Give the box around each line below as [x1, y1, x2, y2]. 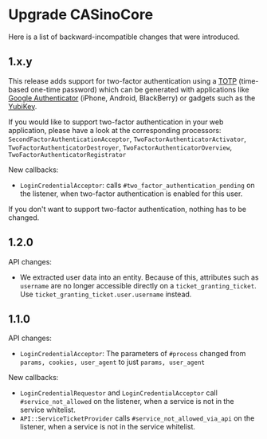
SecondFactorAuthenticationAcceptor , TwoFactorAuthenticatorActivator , [8, 134, 247, 143]
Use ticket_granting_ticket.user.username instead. [19, 289, 192, 299]
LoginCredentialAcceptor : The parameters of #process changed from [19, 349, 246, 359]
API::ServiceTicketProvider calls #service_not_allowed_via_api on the [19, 414, 255, 423]
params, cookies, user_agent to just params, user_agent [19, 357, 206, 367]
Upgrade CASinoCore [8, 6, 154, 24]
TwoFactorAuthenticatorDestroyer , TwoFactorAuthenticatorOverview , [8, 142, 233, 152]
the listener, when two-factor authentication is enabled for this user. [19, 189, 243, 198]
